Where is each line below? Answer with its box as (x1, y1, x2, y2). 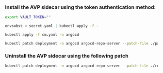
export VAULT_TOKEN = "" (5, 15, 51, 20)
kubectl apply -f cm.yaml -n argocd (5, 32, 79, 37)
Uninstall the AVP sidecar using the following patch (5, 52, 129, 59)
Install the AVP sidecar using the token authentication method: (5, 4, 156, 11)
